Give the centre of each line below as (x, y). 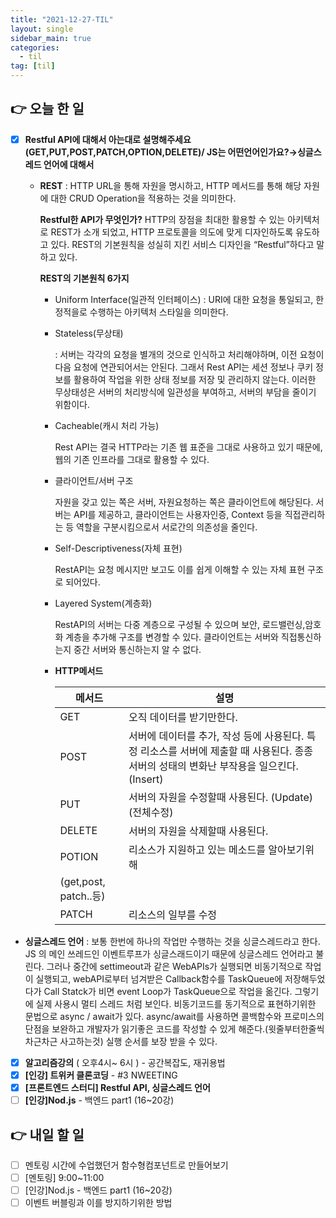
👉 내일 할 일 (47, 1134)
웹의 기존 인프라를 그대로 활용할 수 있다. (132, 459)
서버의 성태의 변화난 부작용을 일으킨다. (213, 766)
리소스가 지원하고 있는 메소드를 (197, 849)
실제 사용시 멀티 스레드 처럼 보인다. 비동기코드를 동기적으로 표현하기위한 (176, 1003)
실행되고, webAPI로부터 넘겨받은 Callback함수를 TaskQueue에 (159, 978)
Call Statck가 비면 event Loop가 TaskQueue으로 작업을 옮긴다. (168, 991)
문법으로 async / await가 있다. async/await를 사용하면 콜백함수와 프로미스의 (174, 1016)
